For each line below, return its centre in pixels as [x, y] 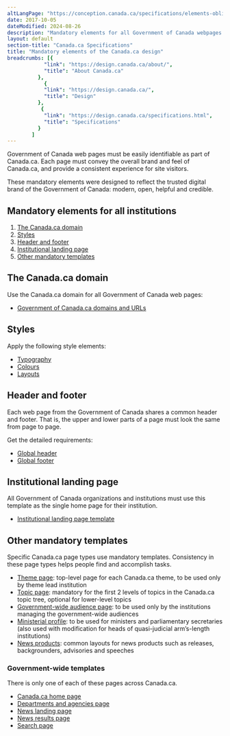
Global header [37, 453]
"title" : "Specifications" [82, 122]
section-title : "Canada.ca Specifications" [70, 45]
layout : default [30, 39]
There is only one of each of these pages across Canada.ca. [92, 683]
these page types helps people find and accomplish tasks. [89, 565]
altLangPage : [26, 13]
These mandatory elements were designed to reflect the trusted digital [107, 182]
